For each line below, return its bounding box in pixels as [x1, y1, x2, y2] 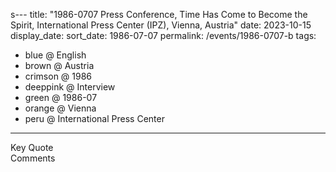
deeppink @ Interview [24, 81, 116, 93]
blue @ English [24, 49, 87, 61]
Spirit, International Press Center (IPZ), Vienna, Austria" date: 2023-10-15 [10, 19, 312, 31]
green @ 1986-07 [24, 92, 98, 103]
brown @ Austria [24, 60, 95, 71]
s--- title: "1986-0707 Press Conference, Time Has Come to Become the [10, 9, 308, 20]
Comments [10, 152, 56, 164]
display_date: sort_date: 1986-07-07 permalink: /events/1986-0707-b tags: [10, 30, 317, 41]
